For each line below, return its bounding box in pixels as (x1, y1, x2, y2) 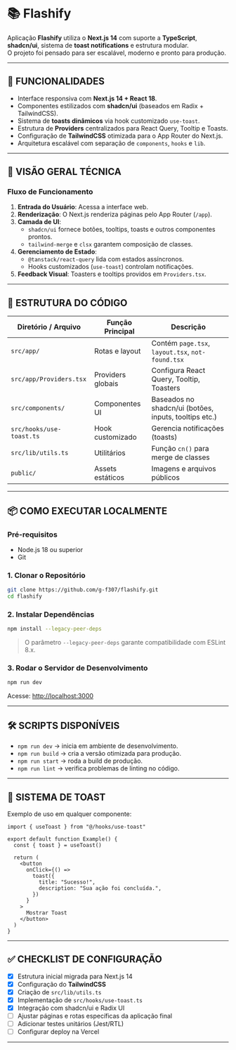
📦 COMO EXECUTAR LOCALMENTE (7, 505, 168, 517)
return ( (13, 854, 39, 861)
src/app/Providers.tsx (11, 375, 86, 383)
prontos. (27, 232, 53, 241)
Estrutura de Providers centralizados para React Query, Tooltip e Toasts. (17, 124, 228, 132)
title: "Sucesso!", (38, 879, 96, 886)
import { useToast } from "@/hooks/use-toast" (7, 823, 146, 830)
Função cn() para (151, 444, 209, 454)
